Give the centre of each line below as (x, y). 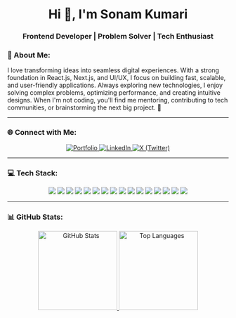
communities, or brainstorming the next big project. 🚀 (84, 107)
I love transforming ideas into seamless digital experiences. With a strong (113, 70)
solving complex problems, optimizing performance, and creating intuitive (114, 93)
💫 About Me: (29, 55)
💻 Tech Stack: (33, 173)
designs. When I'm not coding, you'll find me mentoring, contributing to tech (118, 100)
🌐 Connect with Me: (42, 133)
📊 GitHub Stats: (35, 217)
